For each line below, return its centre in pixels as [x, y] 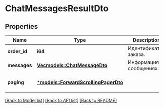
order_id [18, 51]
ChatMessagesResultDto [57, 9]
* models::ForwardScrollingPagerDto [80, 82]
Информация [143, 62]
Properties [21, 27]
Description [146, 40]
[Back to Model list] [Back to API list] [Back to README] [61, 100]
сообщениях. [143, 68]
